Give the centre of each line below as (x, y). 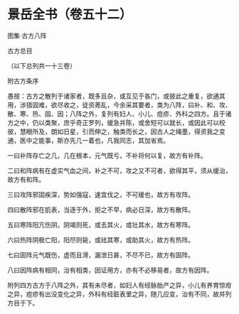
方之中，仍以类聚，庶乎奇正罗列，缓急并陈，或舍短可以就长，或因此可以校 (116, 122)
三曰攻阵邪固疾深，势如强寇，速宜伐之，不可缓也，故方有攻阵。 (101, 194)
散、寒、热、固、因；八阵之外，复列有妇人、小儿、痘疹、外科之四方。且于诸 (119, 114)
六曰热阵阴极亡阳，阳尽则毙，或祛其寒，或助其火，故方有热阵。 (101, 239)
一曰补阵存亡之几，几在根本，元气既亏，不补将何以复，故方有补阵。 (107, 155)
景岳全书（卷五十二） (70, 15)
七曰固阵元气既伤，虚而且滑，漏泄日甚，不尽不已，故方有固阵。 (101, 255)
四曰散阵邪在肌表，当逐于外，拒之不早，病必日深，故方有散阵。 (101, 210)
